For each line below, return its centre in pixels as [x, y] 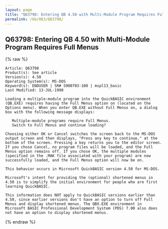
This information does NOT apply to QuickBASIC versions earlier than [80, 195]
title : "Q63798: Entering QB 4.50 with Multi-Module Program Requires [80, 14]
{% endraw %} [20, 222]
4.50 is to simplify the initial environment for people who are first [81, 182]
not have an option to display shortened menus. [57, 213]
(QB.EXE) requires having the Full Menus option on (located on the [78, 103]
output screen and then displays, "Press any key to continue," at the [81, 138]
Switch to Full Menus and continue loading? [59, 125]
